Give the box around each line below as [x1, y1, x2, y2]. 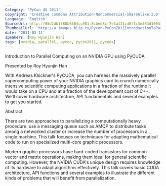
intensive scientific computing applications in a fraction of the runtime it [5, 83, 151, 89]
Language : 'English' [5, 16, 48, 21]
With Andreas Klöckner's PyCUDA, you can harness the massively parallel [5, 72, 156, 78]
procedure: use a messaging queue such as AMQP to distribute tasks [5, 123, 146, 129]
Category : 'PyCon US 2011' [5, 7, 61, 12]
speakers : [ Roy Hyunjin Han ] [5, 35, 65, 40]
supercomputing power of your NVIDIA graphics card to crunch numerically [5, 77, 159, 83]
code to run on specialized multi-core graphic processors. [5, 139, 124, 145]
